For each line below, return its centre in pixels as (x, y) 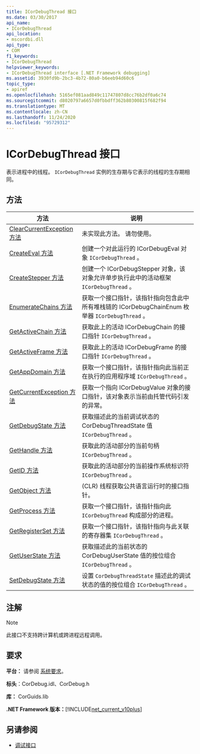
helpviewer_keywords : (33, 67)
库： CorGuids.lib (27, 696)
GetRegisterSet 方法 (37, 531)
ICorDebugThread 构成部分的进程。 (129, 515)
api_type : (18, 45)
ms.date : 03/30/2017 (32, 17)
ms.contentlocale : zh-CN (37, 112)
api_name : (18, 23)
